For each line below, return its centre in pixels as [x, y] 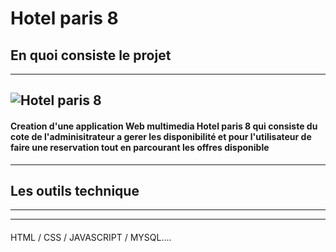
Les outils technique [75, 190]
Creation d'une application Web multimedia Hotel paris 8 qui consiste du [164, 126]
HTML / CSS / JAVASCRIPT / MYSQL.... [91, 237]
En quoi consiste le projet [91, 55]
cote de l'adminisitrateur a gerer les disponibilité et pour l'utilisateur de [161, 136]
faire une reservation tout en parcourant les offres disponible [140, 147]
